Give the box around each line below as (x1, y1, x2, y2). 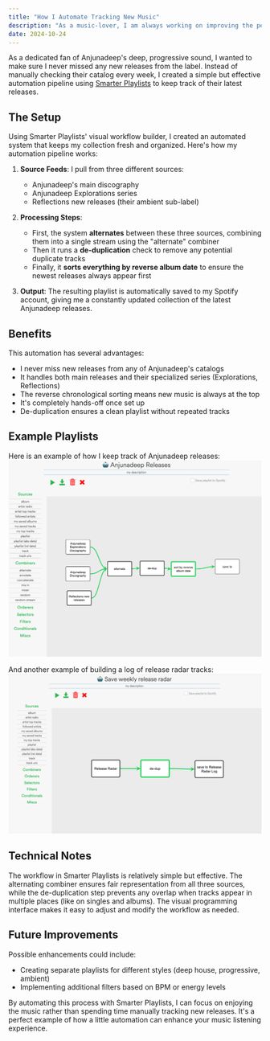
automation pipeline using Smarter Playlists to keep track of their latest (8, 79, 243, 88)
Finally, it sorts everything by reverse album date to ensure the (31, 262, 243, 273)
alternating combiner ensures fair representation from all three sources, (8, 879, 245, 888)
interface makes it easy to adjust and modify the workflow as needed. (8, 904, 239, 914)
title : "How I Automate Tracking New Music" (8, 13, 160, 21)
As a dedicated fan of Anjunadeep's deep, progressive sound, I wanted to (8, 53, 252, 63)
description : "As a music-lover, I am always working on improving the (8, 21, 253, 30)
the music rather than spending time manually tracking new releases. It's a (8, 1006, 255, 1016)
